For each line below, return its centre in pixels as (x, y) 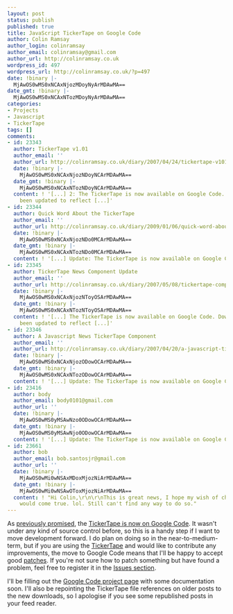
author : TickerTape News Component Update (76, 271)
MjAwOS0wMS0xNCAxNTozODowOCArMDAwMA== (76, 375)
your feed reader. (32, 604)
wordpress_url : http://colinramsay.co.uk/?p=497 (79, 71)
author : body (32, 394)
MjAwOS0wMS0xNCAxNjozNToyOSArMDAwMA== (76, 298)
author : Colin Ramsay (38, 40)
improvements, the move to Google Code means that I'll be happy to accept (115, 553)
